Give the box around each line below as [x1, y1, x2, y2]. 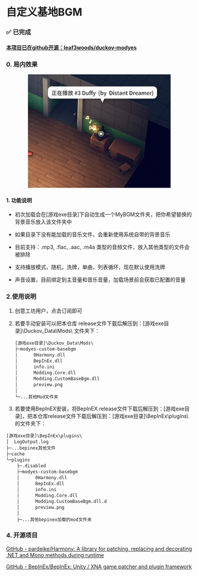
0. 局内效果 [6, 60, 38, 68]
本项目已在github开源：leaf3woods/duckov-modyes [6, 44, 137, 51]
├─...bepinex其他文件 [6, 445, 56, 451]
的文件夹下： [14, 419, 46, 427]
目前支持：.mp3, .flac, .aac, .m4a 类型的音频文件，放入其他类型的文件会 [14, 244, 190, 251]
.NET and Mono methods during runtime [6, 551, 105, 558]
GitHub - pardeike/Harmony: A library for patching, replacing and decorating [6, 545, 192, 552]
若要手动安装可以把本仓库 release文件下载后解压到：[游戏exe [14, 320, 164, 327]
